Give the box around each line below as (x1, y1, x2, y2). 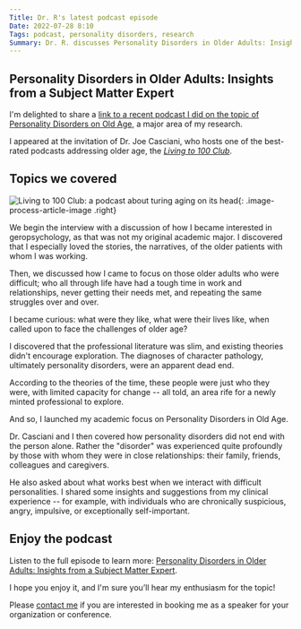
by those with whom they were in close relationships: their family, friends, (9, 450, 281, 461)
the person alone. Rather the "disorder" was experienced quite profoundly (9, 440, 283, 451)
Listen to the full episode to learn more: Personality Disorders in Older (9, 555, 267, 565)
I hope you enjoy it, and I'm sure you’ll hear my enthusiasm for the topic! (9, 582, 276, 592)
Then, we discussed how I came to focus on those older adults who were (9, 268, 279, 279)
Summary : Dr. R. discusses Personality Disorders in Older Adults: (9, 38, 267, 47)
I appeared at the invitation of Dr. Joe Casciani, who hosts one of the (9, 136, 262, 147)
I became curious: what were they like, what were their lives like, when (9, 314, 270, 324)
